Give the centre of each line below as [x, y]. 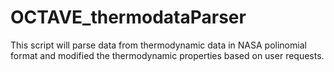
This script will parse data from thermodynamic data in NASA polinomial [158, 45]
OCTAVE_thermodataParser [128, 17]
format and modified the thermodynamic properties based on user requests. [167, 55]
